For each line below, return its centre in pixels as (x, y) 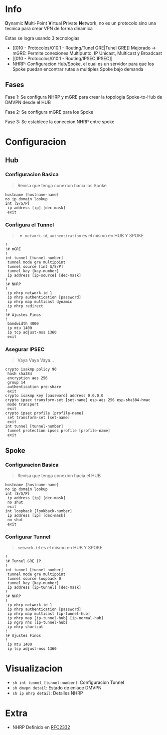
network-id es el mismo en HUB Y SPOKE (60, 548)
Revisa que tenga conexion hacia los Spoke (62, 185)
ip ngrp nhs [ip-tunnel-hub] (38, 623)
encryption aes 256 (28, 378)
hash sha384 (20, 374)
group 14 (16, 383)
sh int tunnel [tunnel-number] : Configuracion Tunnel (68, 682)
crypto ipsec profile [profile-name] (44, 413)
